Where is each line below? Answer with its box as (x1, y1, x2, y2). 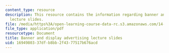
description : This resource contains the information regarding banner (5, 12, 158, 17)
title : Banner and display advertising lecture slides (5, 36, 123, 41)
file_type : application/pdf (5, 26, 64, 31)
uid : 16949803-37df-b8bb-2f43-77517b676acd (5, 40, 98, 45)
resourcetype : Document (5, 31, 55, 36)
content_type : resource (5, 7, 55, 13)
